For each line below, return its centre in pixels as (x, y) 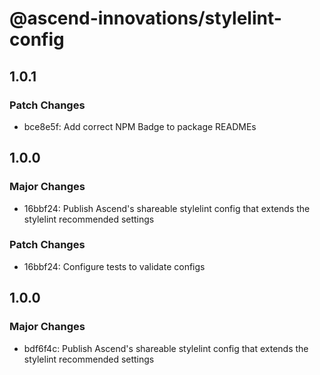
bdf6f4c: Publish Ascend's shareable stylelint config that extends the (166, 348)
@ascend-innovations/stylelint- (145, 18)
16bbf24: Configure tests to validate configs (114, 266)
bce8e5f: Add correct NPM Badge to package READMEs (140, 126)
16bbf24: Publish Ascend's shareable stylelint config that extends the (167, 208)
